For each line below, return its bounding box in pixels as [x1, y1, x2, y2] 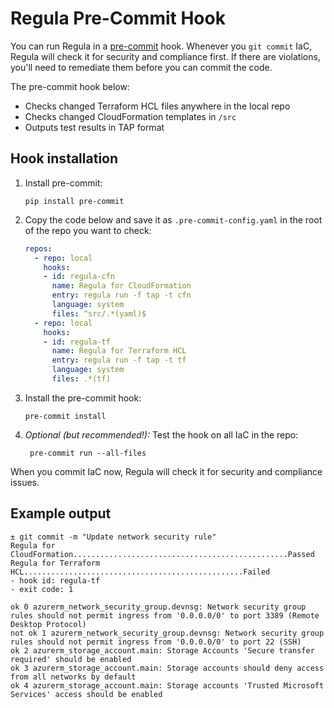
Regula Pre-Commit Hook [10, 7, 226, 30]
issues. [10, 476, 40, 488]
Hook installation [10, 150, 119, 167]
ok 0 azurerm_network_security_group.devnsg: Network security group [10, 602, 307, 612]
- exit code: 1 [10, 584, 74, 594]
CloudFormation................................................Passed [10, 549, 315, 559]
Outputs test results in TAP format [24, 121, 165, 133]
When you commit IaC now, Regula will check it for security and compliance [10, 465, 323, 477]
